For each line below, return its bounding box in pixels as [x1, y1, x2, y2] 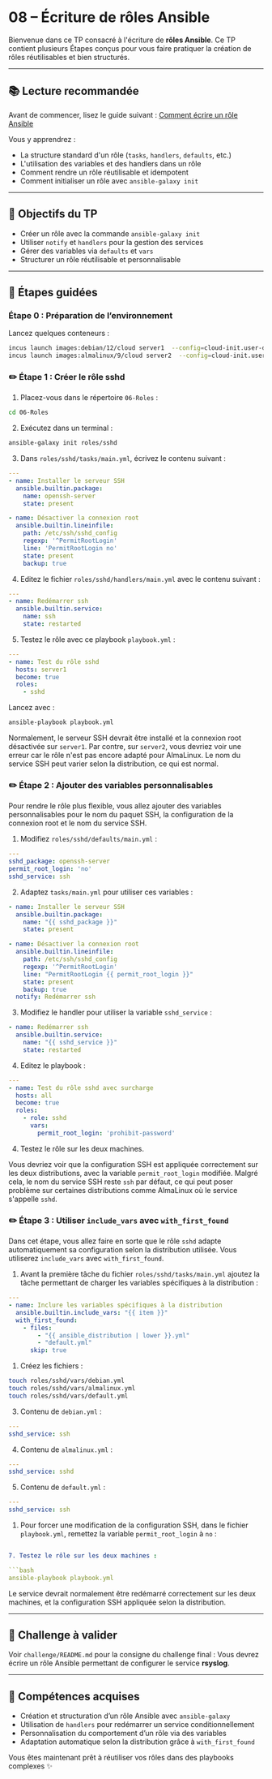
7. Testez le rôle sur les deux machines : [8, 1552, 158, 1560]
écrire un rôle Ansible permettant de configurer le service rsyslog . [8, 1658, 230, 1668]
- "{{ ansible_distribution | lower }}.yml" [37, 1331, 190, 1339]
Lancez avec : [8, 703, 55, 713]
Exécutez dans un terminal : [19, 423, 113, 433]
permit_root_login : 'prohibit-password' [37, 1129, 176, 1137]
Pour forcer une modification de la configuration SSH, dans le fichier [19, 1520, 249, 1530]
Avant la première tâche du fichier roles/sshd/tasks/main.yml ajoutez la [19, 1269, 261, 1279]
